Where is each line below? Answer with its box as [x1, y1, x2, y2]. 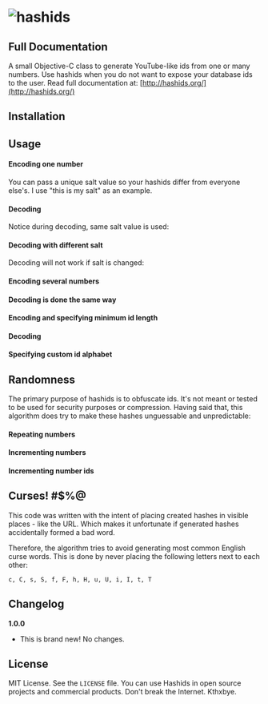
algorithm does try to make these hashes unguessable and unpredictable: [8, 411, 251, 420]
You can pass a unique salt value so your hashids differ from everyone [8, 177, 241, 187]
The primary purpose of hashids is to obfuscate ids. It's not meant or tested [8, 394, 258, 404]
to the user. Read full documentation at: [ [8, 78, 143, 87]
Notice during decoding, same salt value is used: [8, 222, 170, 231]
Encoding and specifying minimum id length [8, 313, 158, 323]
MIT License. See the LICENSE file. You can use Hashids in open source [8, 678, 242, 688]
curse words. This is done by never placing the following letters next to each [8, 551, 260, 561]
